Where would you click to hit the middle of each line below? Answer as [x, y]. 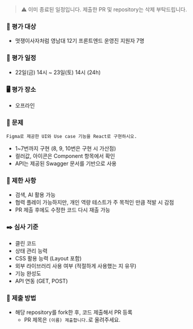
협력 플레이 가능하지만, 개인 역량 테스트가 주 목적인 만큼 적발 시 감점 [94, 202]
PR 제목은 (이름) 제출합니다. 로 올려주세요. [72, 320]
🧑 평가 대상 [21, 27]
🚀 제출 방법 [21, 298]
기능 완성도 [28, 273]
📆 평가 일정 [21, 58]
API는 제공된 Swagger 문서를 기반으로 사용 [66, 164]
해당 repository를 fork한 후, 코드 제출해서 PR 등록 [74, 312]
